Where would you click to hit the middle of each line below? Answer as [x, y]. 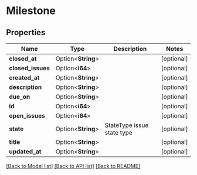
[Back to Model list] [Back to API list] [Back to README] [73, 166]
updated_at [25, 152]
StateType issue [127, 125]
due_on [20, 97]
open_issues [27, 116]
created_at [24, 78]
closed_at [23, 59]
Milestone [31, 11]
